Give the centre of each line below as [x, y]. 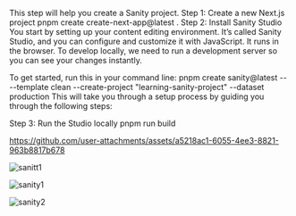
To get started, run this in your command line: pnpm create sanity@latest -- [148, 78]
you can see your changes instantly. [76, 60]
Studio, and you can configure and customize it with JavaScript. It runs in [144, 41]
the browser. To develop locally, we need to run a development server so [144, 51]
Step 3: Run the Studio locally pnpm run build [93, 123]
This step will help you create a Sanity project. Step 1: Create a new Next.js [147, 13]
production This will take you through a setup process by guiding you [137, 96]
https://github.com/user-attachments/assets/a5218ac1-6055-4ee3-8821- [144, 141]
